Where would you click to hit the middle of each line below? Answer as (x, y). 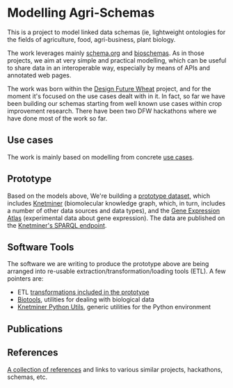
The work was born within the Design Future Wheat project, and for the (109, 88)
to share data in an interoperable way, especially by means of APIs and (109, 68)
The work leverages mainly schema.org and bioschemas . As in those (106, 53)
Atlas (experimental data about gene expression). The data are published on (116, 218)
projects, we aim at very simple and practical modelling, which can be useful (117, 60)
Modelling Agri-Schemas (81, 13)
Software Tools (41, 247)
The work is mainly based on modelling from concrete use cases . (101, 157)
